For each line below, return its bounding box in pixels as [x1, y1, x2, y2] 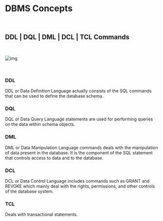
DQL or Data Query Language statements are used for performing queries [5, 116, 153, 122]
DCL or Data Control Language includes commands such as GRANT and [5, 178, 150, 184]
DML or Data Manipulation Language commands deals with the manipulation [5, 144, 158, 151]
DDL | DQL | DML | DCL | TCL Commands [5, 33, 130, 41]
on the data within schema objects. [5, 121, 75, 127]
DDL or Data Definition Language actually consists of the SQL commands [5, 88, 152, 94]
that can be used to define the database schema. [5, 93, 104, 99]
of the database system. [5, 188, 54, 194]
